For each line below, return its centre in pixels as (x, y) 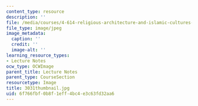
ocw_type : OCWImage (30, 66)
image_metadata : (26, 34)
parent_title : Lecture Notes (42, 72)
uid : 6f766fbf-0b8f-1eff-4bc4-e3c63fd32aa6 (60, 94)
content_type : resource (35, 11)
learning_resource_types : (38, 55)
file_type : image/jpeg (34, 28)
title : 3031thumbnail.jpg (38, 88)
